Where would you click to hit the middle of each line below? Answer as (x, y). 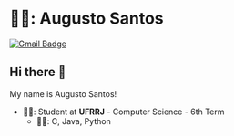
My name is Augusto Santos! (63, 93)
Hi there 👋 (38, 72)
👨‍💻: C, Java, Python (73, 121)
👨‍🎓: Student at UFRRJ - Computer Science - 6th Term (123, 112)
